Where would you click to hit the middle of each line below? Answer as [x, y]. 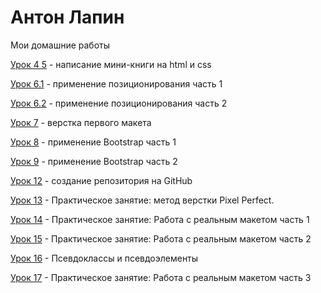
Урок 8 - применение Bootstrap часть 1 [93, 142]
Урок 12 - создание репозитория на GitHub [101, 180]
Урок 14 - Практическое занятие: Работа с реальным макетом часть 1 [160, 219]
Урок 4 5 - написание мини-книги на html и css [111, 64]
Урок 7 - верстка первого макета [81, 122]
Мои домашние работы [60, 45]
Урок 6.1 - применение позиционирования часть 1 [116, 83]
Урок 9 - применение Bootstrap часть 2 [94, 161]
